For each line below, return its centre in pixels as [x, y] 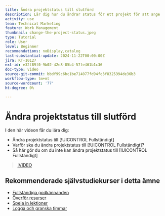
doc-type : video [22, 70]
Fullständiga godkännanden [41, 193]
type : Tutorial [21, 38]
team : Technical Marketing [33, 23]
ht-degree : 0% [20, 88]
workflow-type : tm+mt [27, 79]
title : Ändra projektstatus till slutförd [49, 10]
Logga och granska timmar [40, 209]
